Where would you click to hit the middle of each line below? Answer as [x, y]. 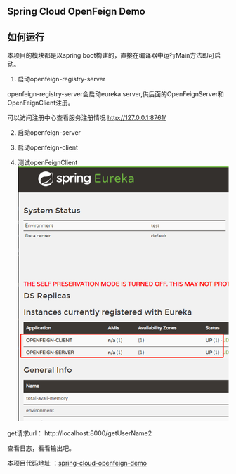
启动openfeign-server [49, 133]
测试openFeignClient [47, 163]
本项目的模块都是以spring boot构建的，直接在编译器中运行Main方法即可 [111, 55]
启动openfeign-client [48, 147]
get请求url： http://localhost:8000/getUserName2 [80, 433]
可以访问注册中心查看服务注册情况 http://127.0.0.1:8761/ [87, 118]
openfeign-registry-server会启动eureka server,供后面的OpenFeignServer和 [116, 94]
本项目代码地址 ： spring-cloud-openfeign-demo [77, 463]
